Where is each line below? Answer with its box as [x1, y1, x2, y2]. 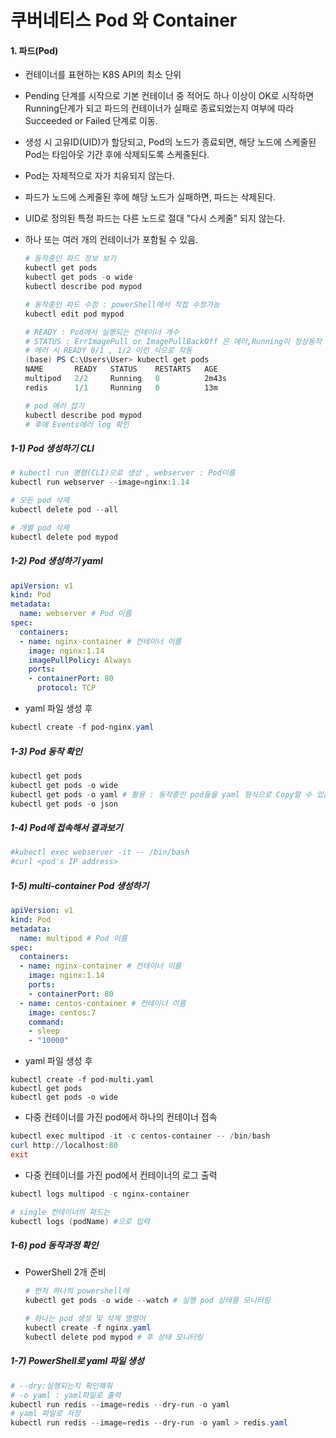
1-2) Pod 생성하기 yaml [10, 555, 103, 567]
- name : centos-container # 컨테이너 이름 [19, 998, 187, 1008]
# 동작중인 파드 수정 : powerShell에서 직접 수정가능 [24, 299, 220, 310]
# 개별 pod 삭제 [10, 522, 70, 533]
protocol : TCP [36, 683, 97, 693]
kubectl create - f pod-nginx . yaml [10, 722, 155, 733]
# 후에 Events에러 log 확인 [24, 419, 130, 430]
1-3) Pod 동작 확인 [10, 745, 83, 757]
